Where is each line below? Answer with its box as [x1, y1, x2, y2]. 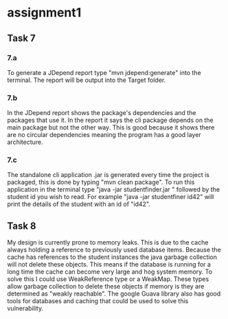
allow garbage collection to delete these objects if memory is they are [7, 282, 205, 291]
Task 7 [7, 32, 36, 44]
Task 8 [7, 220, 36, 231]
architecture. [7, 138, 43, 146]
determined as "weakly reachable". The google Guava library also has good [7, 289, 221, 298]
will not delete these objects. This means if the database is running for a [7, 260, 212, 269]
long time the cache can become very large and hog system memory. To [7, 267, 213, 276]
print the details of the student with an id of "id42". [7, 200, 151, 208]
